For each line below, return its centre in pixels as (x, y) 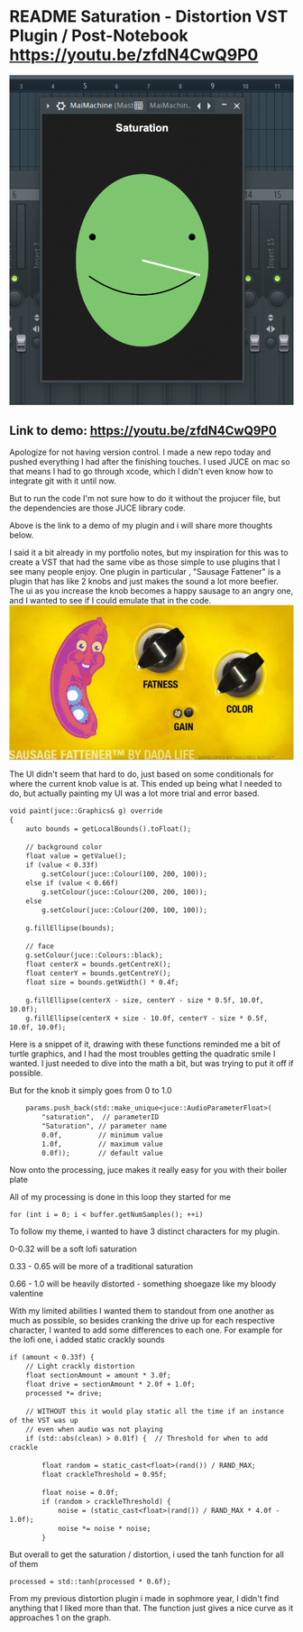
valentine (26, 1293)
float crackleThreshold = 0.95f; (105, 1474)
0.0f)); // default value (103, 1153)
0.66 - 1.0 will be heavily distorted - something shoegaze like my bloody (143, 1284)
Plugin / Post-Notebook (99, 36)
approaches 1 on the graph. (60, 1618)
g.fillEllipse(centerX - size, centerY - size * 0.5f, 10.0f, (145, 1000)
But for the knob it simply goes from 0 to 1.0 (91, 1090)
